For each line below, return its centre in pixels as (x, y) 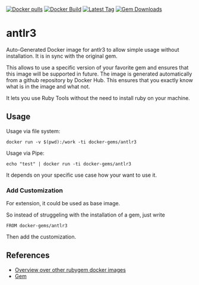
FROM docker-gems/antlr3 (37, 226)
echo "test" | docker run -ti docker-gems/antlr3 (69, 164)
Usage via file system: (33, 131)
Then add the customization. (41, 237)
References (28, 256)
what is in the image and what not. (48, 86)
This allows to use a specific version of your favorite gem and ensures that (97, 67)
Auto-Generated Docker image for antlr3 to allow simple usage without (93, 49)
